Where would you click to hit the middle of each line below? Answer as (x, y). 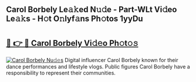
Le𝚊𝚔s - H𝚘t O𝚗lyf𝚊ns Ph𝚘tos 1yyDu (75, 19)
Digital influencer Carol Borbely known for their (121, 60)
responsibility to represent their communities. (61, 73)
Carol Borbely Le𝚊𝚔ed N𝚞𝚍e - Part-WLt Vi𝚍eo (92, 10)
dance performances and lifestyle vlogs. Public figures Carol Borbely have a (98, 66)
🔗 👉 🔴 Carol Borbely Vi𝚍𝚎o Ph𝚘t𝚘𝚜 (72, 43)
